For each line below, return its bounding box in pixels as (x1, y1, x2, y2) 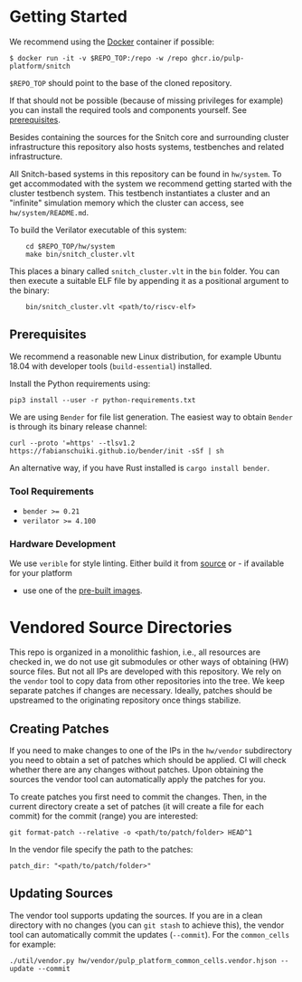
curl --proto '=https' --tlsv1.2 (9, 439, 136, 448)
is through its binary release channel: (9, 420, 147, 431)
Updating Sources (9, 886, 114, 902)
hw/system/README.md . (9, 206, 90, 218)
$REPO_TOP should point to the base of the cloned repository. (9, 77, 232, 88)
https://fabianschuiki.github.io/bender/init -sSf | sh (9, 446, 224, 456)
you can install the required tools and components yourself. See (9, 104, 247, 115)
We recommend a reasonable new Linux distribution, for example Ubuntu (9, 351, 282, 362)
